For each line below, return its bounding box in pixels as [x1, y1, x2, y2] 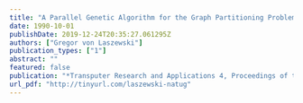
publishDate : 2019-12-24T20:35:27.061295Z [9, 30, 171, 39]
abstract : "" [9, 55, 59, 64]
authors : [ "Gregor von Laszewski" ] [9, 38, 143, 47]
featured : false [9, 64, 70, 73]
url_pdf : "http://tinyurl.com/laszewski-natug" [9, 80, 192, 89]
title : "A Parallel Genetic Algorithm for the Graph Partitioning [9, 13, 264, 22]
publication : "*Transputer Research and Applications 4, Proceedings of [9, 72, 289, 81]
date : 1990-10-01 [9, 21, 75, 30]
